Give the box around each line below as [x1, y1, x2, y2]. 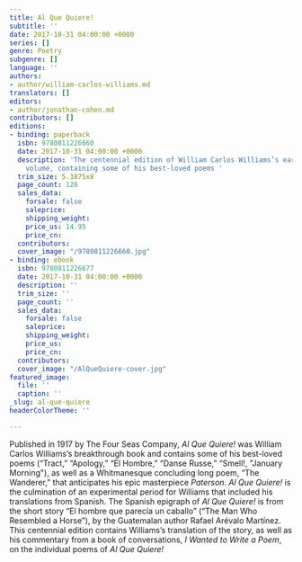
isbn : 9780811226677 [17, 264, 94, 273]
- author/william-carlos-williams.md [9, 80, 151, 89]
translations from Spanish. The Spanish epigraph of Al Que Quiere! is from [9, 495, 284, 506]
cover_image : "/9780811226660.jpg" [17, 247, 151, 256]
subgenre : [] [9, 55, 58, 64]
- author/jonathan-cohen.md [9, 105, 115, 114]
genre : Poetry [9, 47, 63, 56]
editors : [9, 96, 42, 106]
